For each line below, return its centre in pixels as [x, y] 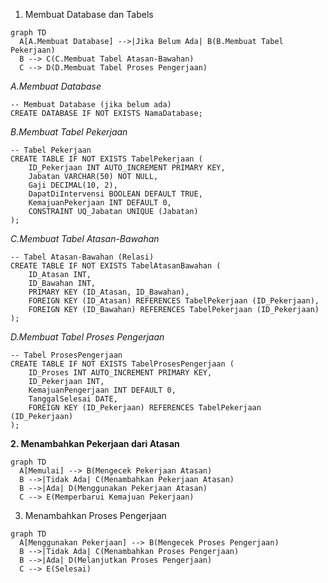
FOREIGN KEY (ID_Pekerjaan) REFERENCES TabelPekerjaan [145, 408]
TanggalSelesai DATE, [73, 399]
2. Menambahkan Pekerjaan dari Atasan [95, 443]
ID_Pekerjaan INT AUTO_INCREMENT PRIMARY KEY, [127, 168]
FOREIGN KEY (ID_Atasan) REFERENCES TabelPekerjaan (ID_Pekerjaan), [174, 301]
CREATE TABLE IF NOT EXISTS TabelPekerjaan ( [106, 159]
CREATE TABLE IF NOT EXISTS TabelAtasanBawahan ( [116, 266]
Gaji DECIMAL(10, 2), [73, 185]
